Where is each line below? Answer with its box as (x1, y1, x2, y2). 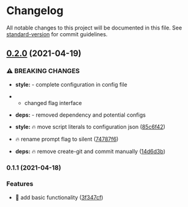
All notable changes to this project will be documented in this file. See (6, 24, 182, 31)
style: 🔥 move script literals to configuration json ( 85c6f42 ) (15, 123, 165, 130)
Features (6, 179, 34, 188)
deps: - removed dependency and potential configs (15, 111, 146, 119)
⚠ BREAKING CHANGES (6, 67, 80, 76)
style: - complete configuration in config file (15, 80, 127, 88)
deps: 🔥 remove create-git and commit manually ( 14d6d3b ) (15, 147, 166, 155)
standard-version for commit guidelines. (6, 30, 108, 37)
